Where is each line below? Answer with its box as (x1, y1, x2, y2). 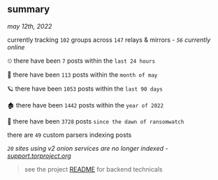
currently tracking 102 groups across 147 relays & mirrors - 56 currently (7, 36, 211, 44)
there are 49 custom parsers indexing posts (7, 130, 132, 139)
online (7, 43, 25, 51)
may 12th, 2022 (7, 22, 52, 30)
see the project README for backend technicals (24, 165, 163, 173)
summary (7, 3, 50, 15)
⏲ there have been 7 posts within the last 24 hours (7, 57, 156, 65)
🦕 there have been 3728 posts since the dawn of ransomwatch (7, 117, 184, 126)
